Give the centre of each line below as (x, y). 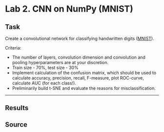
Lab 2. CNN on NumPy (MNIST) (69, 9)
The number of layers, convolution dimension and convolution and (79, 57)
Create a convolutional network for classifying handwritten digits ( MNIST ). (80, 38)
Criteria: (13, 48)
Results (17, 108)
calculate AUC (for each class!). (44, 83)
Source (16, 124)
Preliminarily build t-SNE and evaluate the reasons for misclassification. (84, 88)
